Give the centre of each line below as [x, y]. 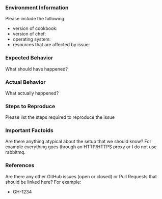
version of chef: [29, 34]
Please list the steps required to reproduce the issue [60, 117]
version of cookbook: [35, 28]
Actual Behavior [25, 82]
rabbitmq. [16, 152]
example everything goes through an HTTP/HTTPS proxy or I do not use [81, 147]
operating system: [32, 39]
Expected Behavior [29, 58]
